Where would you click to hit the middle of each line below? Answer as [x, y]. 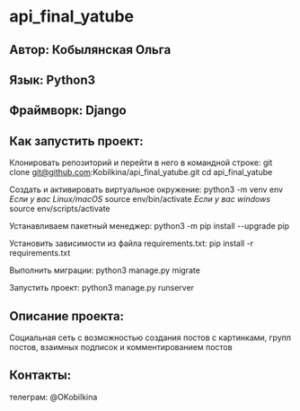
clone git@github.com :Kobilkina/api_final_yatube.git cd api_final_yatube [141, 172]
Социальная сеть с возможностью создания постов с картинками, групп [150, 337]
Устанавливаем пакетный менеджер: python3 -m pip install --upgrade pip [150, 226]
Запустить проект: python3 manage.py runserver [102, 288]
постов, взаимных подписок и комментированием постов [121, 346]
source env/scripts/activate [60, 209]
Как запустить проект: [76, 141]
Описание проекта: [66, 316]
